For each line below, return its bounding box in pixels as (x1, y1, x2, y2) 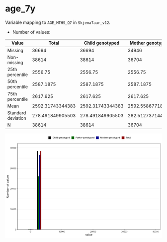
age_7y (5, 3, 36, 14)
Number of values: (12, 29, 51, 35)
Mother (129, 40, 146, 46)
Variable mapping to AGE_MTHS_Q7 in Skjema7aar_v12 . (5, 19, 111, 25)
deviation (7, 115, 26, 121)
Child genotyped (83, 40, 120, 46)
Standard (7, 110, 26, 116)
